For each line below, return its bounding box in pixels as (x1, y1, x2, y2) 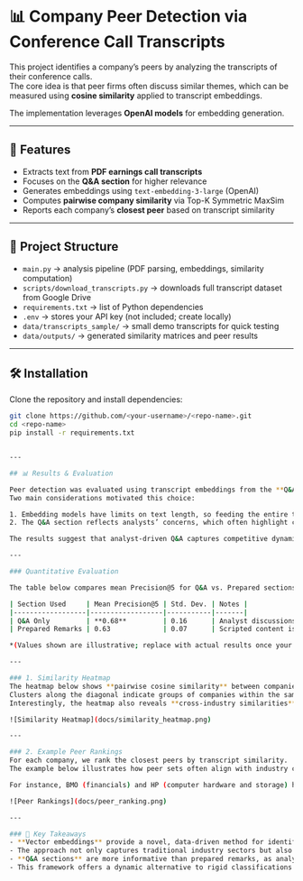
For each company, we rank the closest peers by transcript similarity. (9, 756, 289, 766)
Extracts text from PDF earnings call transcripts (22, 166, 203, 177)
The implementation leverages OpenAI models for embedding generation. (9, 107, 285, 118)
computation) (22, 272, 73, 283)
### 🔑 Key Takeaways (9, 830, 87, 839)
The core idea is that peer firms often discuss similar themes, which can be (9, 80, 289, 91)
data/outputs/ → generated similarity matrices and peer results (22, 330, 259, 341)
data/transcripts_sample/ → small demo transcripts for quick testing (22, 320, 280, 331)
